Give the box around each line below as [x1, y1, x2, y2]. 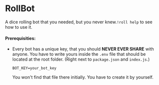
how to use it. [5, 24, 33, 30]
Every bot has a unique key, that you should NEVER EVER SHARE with [12, 46, 155, 52]
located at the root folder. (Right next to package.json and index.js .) [12, 56, 150, 62]
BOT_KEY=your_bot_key [12, 66, 56, 71]
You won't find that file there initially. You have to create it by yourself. [12, 74, 154, 80]
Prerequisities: [5, 35, 36, 41]
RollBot [5, 3, 35, 14]
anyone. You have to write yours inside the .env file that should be [12, 51, 146, 57]
